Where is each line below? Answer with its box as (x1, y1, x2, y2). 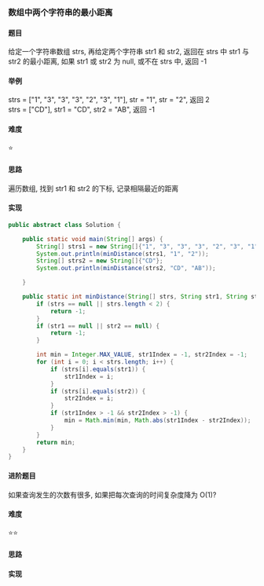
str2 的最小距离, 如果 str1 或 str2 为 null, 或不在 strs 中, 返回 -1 (8, 57, 207, 66)
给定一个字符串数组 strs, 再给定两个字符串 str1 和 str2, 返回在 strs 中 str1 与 (8, 47, 250, 57)
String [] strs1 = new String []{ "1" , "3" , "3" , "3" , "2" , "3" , (36, 242, 244, 251)
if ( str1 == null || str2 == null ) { (36, 322, 159, 330)
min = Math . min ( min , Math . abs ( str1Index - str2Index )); (64, 416, 251, 425)
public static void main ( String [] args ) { (22, 235, 163, 243)
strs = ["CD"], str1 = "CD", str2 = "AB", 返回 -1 (8, 104, 156, 115)
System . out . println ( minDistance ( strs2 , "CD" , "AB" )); (36, 265, 216, 273)
